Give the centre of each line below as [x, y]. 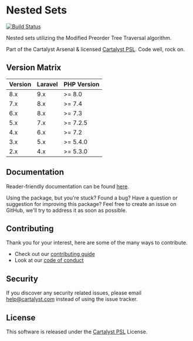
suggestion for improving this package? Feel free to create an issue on [91, 204]
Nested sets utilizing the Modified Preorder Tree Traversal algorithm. [89, 38]
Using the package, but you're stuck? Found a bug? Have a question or [92, 198]
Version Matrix [34, 68]
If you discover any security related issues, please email [74, 293]
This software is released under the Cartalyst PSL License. [77, 332]
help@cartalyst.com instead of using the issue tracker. [72, 299]
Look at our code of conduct [49, 260]
